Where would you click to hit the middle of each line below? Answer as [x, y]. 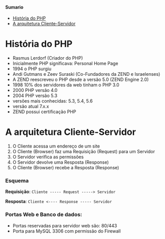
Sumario [14, 7]
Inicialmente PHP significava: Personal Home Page [65, 64]
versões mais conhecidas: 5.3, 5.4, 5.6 [52, 101]
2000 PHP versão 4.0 [35, 90]
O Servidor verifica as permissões [48, 157]
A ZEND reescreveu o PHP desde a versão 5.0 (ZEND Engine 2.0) [81, 80]
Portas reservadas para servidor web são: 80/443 [65, 225]
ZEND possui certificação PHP [44, 112]
